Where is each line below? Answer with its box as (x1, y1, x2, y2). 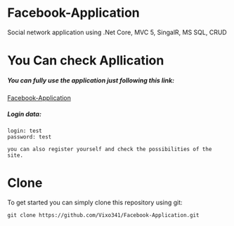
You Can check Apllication (7, 52, 164, 69)
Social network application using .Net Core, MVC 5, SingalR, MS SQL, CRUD (7, 28, 227, 36)
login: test (7, 127, 42, 134)
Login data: (7, 110, 42, 118)
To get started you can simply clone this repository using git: (7, 198, 183, 206)
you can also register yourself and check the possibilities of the (7, 146, 212, 153)
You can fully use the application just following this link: (7, 76, 175, 85)
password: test (7, 134, 52, 141)
